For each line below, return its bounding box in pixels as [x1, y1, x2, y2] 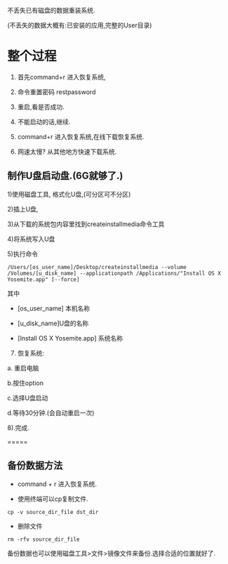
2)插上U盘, [7, 204, 39, 213]
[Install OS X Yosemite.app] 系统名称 [17, 334, 123, 342]
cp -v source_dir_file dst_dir [7, 509, 99, 516]
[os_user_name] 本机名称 [17, 304, 90, 313]
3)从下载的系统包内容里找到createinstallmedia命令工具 [7, 220, 165, 228]
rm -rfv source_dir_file [7, 536, 80, 543]
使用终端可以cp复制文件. [17, 494, 89, 503]
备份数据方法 [7, 459, 63, 472]
